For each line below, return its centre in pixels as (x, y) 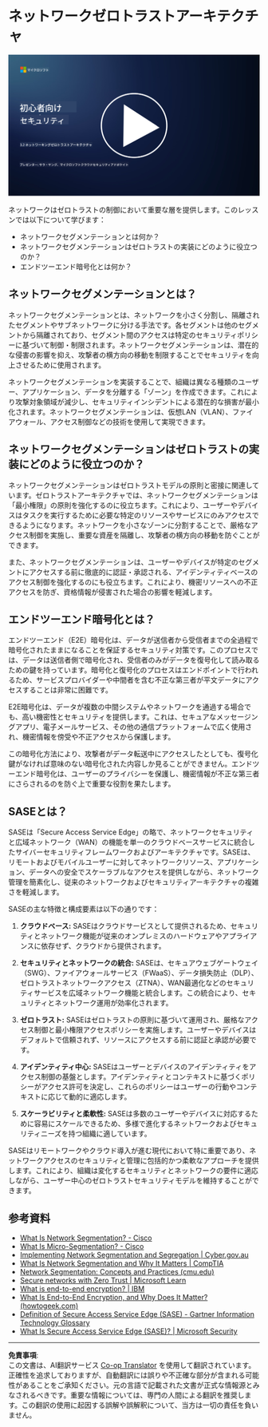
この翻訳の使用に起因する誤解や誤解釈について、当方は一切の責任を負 (136, 1405)
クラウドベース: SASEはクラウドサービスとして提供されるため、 (125, 926)
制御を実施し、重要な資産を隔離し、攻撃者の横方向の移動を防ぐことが (144, 535)
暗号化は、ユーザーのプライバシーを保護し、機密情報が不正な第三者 (148, 774)
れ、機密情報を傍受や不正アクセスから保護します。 (92, 737)
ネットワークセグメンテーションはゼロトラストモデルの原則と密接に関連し (130, 485)
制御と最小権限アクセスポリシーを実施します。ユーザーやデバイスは (145, 1030)
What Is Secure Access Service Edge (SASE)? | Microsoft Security (128, 1331)
